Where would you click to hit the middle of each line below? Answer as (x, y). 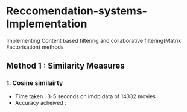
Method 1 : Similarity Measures (65, 66)
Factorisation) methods (35, 47)
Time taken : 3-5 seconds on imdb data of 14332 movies (85, 96)
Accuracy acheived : (40, 102)
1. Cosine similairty (35, 83)
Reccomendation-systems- (77, 11)
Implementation (47, 24)
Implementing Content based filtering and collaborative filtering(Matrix (94, 40)
